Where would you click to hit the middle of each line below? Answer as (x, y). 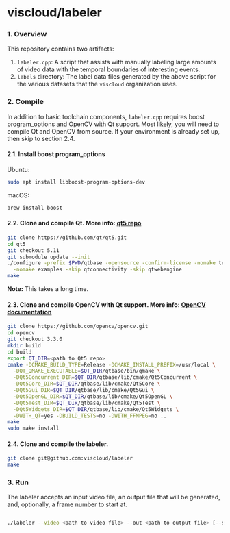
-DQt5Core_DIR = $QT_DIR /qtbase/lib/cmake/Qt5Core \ (87, 384)
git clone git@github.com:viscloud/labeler (70, 458)
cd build (20, 352)
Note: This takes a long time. (48, 289)
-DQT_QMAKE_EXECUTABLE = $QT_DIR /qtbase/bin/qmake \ (87, 371)
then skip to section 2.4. (41, 138)
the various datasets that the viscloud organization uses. (97, 84)
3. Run (18, 482)
